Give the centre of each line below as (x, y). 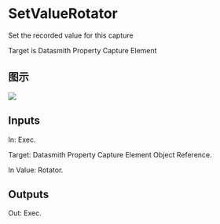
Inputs (24, 121)
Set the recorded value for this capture (71, 35)
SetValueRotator (63, 14)
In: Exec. (22, 139)
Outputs (29, 194)
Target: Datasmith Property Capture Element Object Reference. (110, 154)
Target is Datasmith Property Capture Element (82, 50)
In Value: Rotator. (36, 170)
